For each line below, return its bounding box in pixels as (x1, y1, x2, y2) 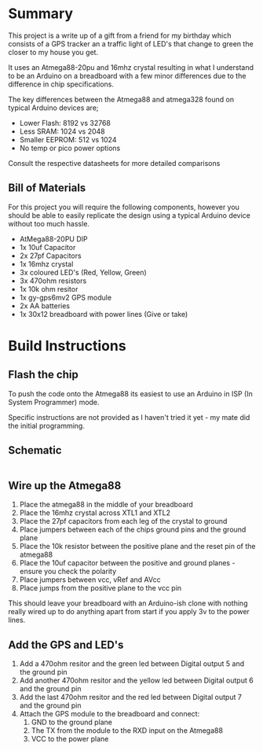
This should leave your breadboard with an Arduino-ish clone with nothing (8, 598, 248, 608)
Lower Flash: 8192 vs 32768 (19, 118, 111, 127)
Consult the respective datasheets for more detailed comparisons (8, 158, 221, 168)
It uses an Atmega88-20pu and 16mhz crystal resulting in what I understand (8, 62, 254, 72)
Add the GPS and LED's (8, 638, 124, 651)
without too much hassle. (8, 219, 90, 228)
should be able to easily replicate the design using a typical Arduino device (8, 210, 251, 220)
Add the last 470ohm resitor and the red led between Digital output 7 (19, 693, 242, 702)
